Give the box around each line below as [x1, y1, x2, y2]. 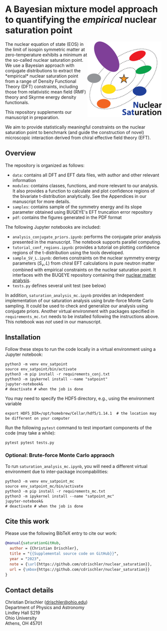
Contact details [5, 586, 54, 594]
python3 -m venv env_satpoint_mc [5, 478, 75, 484]
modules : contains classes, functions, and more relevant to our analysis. [12, 182, 159, 188]
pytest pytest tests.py [5, 440, 55, 446]
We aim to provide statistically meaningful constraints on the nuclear [5, 124, 146, 130]
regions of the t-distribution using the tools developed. [12, 249, 124, 255]
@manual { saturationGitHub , [5, 541, 61, 546]
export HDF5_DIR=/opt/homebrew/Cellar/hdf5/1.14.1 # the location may [5, 411, 157, 416]
